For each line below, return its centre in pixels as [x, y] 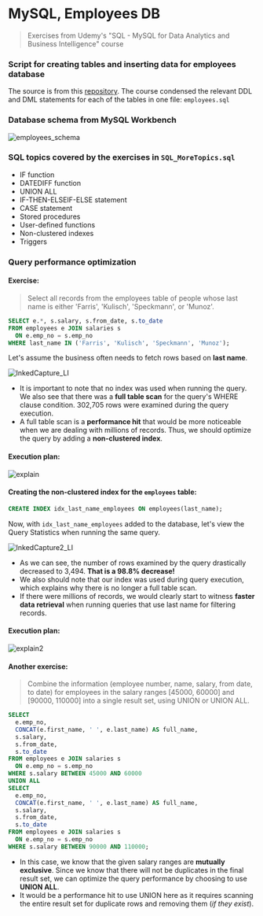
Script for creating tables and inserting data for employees [122, 64]
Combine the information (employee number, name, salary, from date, [140, 684]
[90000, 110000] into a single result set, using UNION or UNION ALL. [138, 700]
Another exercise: [38, 667]
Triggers [33, 242]
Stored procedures [50, 216]
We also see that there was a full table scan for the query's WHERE [129, 397]
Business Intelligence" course [75, 43]
